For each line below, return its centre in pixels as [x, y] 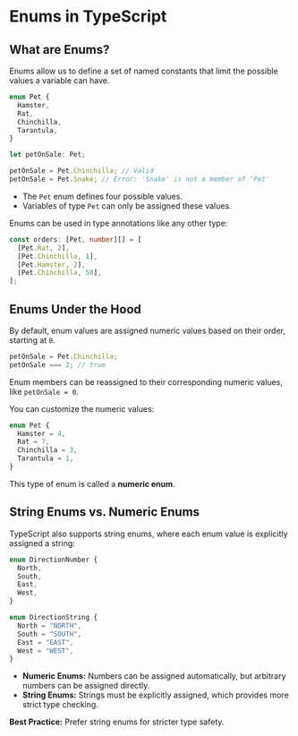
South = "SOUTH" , [50, 634]
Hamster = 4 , [42, 433]
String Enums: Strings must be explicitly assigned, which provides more [155, 695]
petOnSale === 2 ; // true [57, 364]
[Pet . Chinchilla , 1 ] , [58, 256]
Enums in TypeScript [88, 17]
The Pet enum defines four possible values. [102, 196]
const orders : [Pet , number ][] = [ [76, 239]
